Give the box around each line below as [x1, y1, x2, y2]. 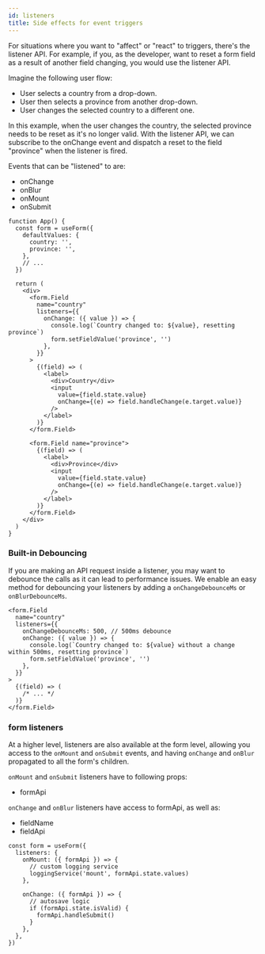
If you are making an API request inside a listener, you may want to [8, 565, 225, 575]
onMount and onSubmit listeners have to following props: [8, 772, 187, 782]
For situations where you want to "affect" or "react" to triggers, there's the [8, 40, 251, 50]
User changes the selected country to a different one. [19, 105, 195, 115]
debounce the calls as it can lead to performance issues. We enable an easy [8, 574, 257, 584]
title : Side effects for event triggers [8, 19, 144, 27]
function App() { [8, 217, 66, 225]
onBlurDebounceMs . [8, 591, 67, 600]
